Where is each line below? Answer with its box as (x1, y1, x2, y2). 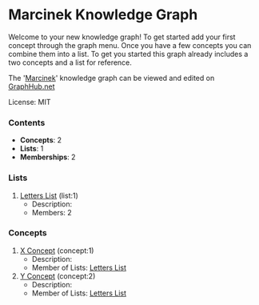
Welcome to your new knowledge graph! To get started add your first (8, 32, 236, 42)
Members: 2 (31, 207, 72, 217)
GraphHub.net (8, 82, 55, 91)
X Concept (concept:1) (19, 246, 94, 255)
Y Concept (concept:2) (19, 271, 96, 281)
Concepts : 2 (19, 135, 62, 145)
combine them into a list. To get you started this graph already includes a (8, 49, 249, 58)
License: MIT (8, 97, 51, 106)
